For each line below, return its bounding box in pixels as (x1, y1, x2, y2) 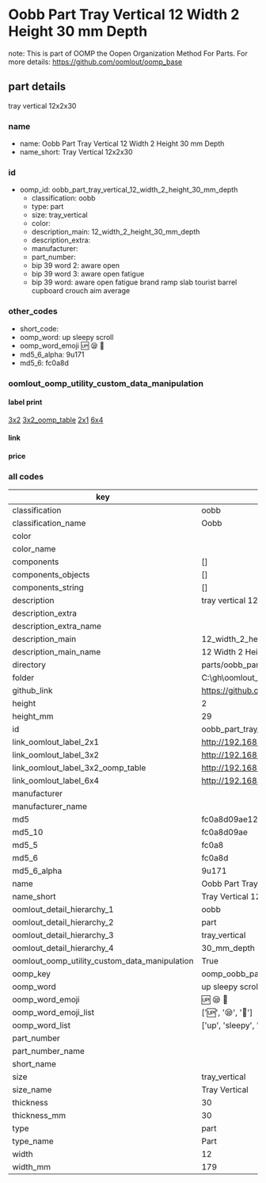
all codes (8, 471, 44, 482)
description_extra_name (12, 620, 101, 632)
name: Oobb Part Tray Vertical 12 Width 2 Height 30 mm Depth (19, 139, 225, 148)
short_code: (19, 323, 59, 334)
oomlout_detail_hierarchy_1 (12, 904, 114, 915)
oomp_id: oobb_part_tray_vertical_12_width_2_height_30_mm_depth (19, 185, 238, 195)
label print (8, 398, 43, 407)
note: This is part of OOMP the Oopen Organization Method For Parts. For (8, 48, 248, 58)
